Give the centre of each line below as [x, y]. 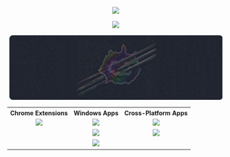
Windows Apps [96, 113]
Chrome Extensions [39, 113]
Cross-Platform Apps [156, 113]
